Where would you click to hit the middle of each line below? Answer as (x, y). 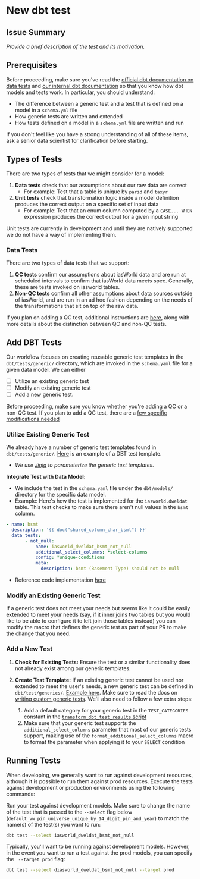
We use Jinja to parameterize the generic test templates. (85, 465)
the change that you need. (38, 633)
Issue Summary (36, 32)
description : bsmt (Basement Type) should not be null (110, 569)
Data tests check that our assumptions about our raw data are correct (101, 185)
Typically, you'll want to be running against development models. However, (98, 847)
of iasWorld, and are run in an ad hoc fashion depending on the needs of (104, 299)
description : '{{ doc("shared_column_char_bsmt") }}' (79, 530)
